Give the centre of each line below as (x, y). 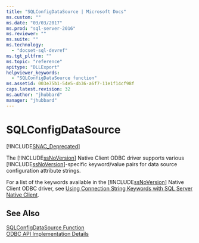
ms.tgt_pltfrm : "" (29, 56)
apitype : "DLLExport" (33, 67)
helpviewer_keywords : (33, 73)
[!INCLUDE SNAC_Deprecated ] (43, 146)
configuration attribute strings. (44, 170)
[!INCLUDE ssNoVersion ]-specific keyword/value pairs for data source (92, 164)
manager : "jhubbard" (32, 100)
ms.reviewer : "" (26, 34)
